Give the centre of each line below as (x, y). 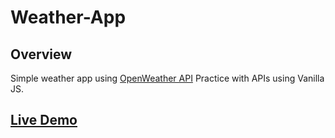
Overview (41, 54)
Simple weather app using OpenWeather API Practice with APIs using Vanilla (167, 78)
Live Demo (44, 120)
